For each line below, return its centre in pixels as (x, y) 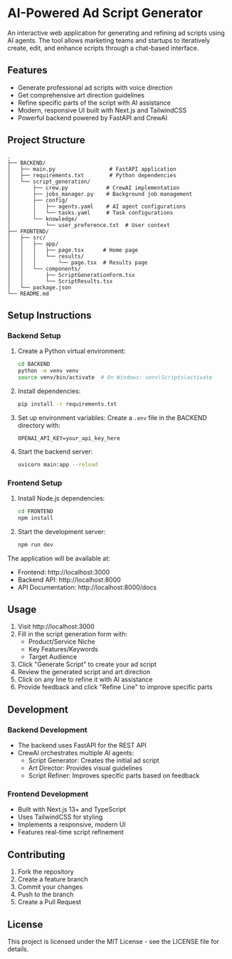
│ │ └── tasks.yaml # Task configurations (90, 213)
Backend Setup (35, 335)
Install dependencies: (49, 391)
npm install (35, 518)
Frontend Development (48, 794)
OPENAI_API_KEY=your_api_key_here (69, 438)
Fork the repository (46, 872)
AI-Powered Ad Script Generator (105, 13)
